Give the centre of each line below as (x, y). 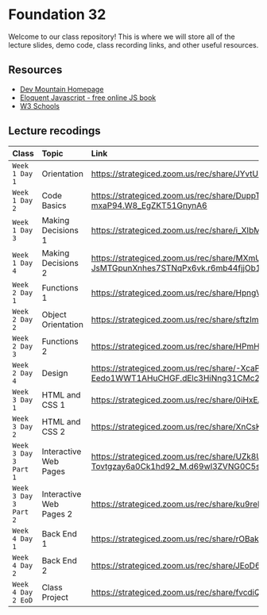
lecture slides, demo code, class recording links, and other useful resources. (133, 44)
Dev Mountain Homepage (62, 89)
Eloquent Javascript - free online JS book (88, 98)
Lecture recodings (54, 131)
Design (55, 373)
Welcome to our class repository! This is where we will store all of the (122, 37)
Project (55, 597)
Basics (54, 206)
